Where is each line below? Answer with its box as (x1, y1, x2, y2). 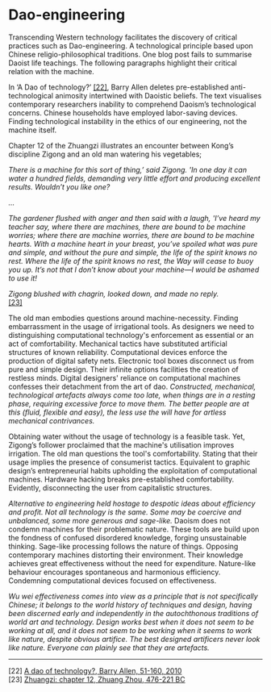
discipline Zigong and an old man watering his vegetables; (8, 149, 202, 159)
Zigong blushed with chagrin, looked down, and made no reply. (8, 289, 219, 298)
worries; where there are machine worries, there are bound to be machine (8, 230, 255, 240)
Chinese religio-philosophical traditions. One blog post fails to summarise (8, 49, 252, 59)
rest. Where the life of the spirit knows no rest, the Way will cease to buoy (8, 256, 254, 265)
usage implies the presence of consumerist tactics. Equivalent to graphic (8, 457, 251, 467)
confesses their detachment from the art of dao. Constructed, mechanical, (8, 381, 256, 391)
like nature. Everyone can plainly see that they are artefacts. (8, 643, 210, 652)
